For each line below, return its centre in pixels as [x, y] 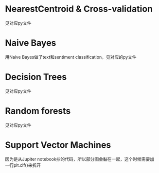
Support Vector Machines [58, 145]
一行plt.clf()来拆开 [23, 165]
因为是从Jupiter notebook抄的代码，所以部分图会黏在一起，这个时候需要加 [80, 159]
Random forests [38, 111]
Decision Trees [36, 77]
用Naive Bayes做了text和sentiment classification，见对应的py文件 [71, 57]
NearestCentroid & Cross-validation [79, 9]
